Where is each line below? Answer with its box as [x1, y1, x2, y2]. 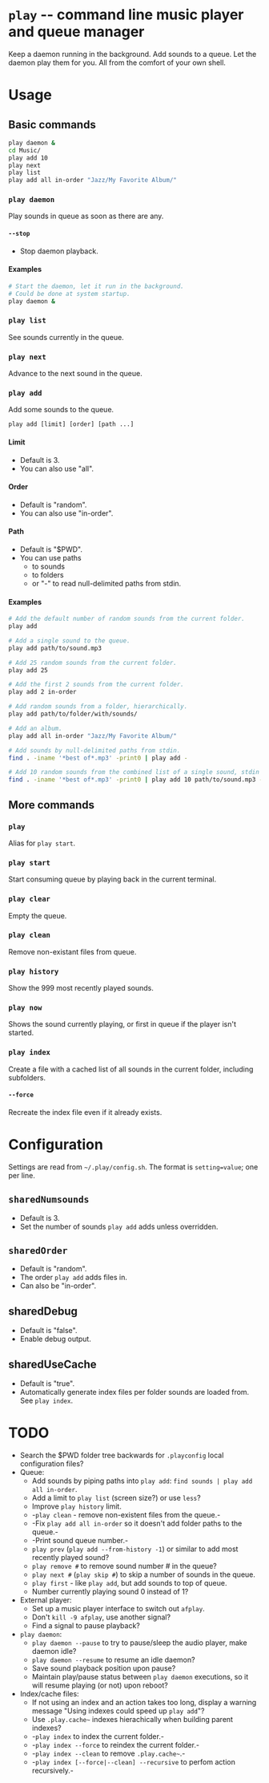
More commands [8, 798, 94, 812]
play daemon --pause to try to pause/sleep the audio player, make [31, 1638, 247, 1647]
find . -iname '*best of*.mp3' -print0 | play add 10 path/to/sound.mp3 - [8, 776, 263, 784]
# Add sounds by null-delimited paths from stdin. [8, 746, 181, 755]
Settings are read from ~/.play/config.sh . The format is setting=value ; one [8, 1161, 259, 1172]
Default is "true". [19, 1379, 75, 1388]
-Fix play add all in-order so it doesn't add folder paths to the [31, 1518, 243, 1529]
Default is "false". [19, 1326, 78, 1335]
